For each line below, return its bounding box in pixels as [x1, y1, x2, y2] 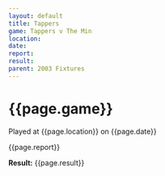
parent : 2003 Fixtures [8, 65, 85, 73]
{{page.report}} [8, 142, 61, 152]
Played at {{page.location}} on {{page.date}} [8, 127, 157, 136]
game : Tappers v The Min [8, 27, 92, 35]
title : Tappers [8, 19, 60, 28]
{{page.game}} [8, 99, 113, 118]
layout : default [8, 11, 63, 20]
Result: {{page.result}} [8, 157, 85, 167]
